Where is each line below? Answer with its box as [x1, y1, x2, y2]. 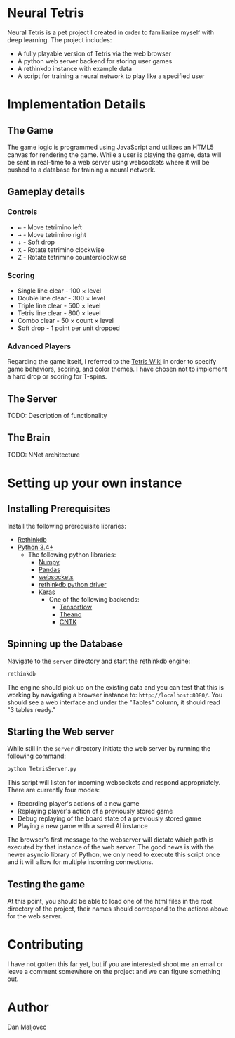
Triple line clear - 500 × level [17, 301, 101, 310]
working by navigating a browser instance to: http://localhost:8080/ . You [7, 690, 223, 699]
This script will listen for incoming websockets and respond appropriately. [7, 778, 221, 787]
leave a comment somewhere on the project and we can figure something [7, 967, 221, 975]
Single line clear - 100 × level [17, 286, 102, 295]
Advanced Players [7, 341, 72, 351]
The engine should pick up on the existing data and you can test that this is [7, 683, 224, 691]
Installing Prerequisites [7, 503, 111, 515]
